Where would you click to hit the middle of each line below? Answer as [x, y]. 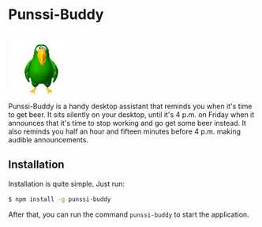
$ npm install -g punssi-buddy [60, 199]
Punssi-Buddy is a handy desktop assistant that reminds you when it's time [130, 106]
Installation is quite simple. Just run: [66, 183]
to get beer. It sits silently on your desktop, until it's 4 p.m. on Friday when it [131, 114]
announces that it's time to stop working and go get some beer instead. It [127, 123]
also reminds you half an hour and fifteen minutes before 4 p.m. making [125, 131]
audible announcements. [49, 139]
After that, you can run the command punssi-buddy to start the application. [129, 214]
